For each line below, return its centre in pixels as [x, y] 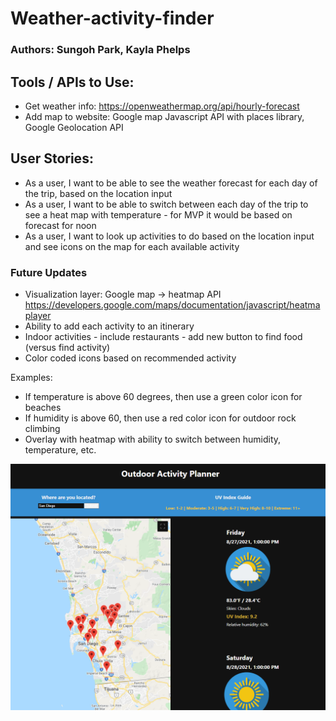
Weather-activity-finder [112, 18]
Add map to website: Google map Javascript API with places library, [164, 116]
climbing [42, 429]
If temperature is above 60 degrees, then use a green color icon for [163, 397]
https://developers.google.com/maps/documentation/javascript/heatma [172, 305]
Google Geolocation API [74, 127]
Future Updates [49, 272]
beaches [43, 408]
